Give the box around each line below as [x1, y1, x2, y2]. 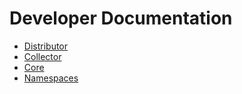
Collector [23, 50, 62, 62]
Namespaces [23, 72, 79, 84]
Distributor [23, 40, 69, 52]
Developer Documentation [9, 7, 233, 30]
